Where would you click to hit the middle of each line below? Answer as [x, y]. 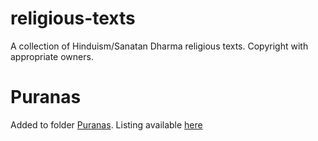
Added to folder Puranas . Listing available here [106, 124]
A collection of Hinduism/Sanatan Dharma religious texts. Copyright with [159, 46]
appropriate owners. [52, 56]
